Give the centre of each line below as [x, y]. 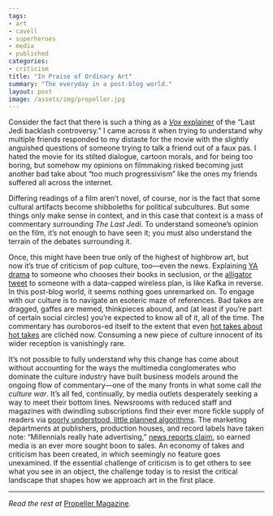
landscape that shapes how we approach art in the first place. [112, 480]
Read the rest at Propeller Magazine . [70, 504]
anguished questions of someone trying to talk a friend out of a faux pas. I [132, 148]
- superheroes [32, 39]
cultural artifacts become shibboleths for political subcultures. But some [129, 207]
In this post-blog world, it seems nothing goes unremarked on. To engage [131, 292]
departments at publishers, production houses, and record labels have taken [136, 428]
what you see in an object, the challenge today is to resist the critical [123, 471]
